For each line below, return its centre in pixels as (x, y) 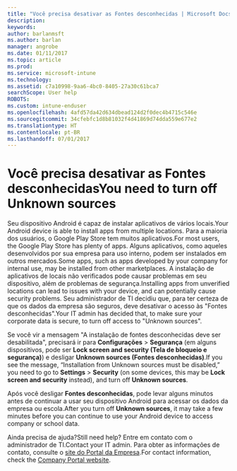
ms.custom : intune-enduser (47, 106)
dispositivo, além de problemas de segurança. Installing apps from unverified (119, 284)
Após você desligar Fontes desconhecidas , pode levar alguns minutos (110, 394)
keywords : (22, 27)
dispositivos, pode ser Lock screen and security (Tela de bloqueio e (107, 350)
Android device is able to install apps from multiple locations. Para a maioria (117, 231)
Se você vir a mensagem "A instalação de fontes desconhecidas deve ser (114, 335)
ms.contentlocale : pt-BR (44, 132)
